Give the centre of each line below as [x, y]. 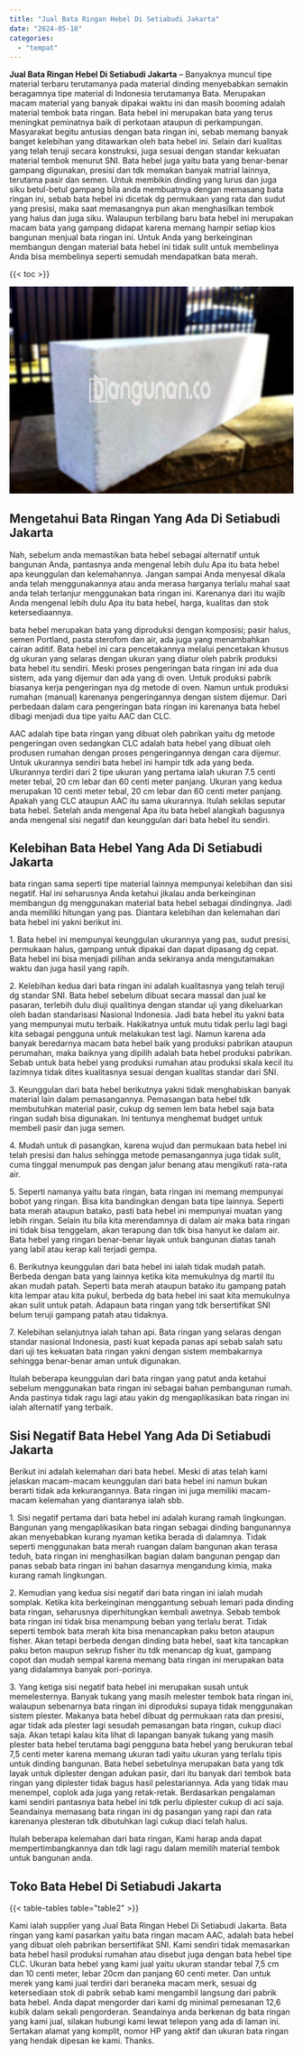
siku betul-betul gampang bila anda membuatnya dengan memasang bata [147, 190]
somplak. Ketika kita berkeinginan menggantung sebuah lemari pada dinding [151, 1603]
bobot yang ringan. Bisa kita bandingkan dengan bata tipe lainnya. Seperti [147, 1201]
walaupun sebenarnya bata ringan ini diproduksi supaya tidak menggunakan [151, 1707]
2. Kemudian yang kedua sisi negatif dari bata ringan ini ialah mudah [136, 1593]
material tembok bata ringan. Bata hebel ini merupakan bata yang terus [141, 113]
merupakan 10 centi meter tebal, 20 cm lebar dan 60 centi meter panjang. [146, 791]
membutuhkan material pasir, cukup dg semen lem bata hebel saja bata [142, 1109]
